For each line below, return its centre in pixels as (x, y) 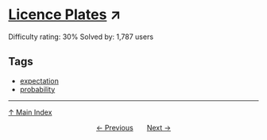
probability (37, 89)
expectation (39, 80)
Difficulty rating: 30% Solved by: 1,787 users (81, 37)
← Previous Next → (133, 127)
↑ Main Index (30, 112)
